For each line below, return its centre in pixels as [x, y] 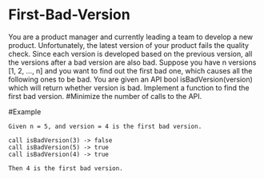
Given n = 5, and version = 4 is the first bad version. [105, 126]
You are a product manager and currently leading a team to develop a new [131, 37]
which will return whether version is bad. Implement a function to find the [129, 88]
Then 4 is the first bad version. [66, 168]
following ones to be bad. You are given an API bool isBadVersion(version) [131, 79]
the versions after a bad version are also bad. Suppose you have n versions [132, 62]
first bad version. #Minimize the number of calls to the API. [105, 96]
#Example [25, 111]
